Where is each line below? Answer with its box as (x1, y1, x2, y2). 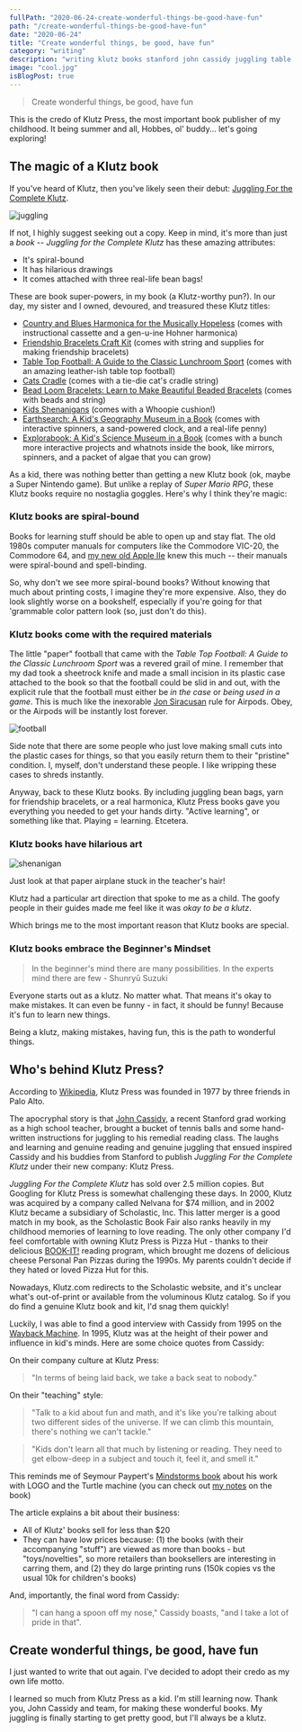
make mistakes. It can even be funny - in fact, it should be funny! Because (9, 999, 284, 1010)
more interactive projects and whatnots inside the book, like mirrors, (22, 442, 275, 452)
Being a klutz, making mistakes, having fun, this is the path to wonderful (9, 1026, 276, 1037)
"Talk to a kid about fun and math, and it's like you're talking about (31, 1406, 277, 1417)
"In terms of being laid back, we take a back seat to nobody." (31, 1372, 258, 1383)
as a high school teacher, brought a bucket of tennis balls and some (9, 1122, 261, 1133)
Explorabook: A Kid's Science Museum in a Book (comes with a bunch (22, 433, 283, 443)
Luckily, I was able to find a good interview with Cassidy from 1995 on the (9, 1318, 282, 1329)
